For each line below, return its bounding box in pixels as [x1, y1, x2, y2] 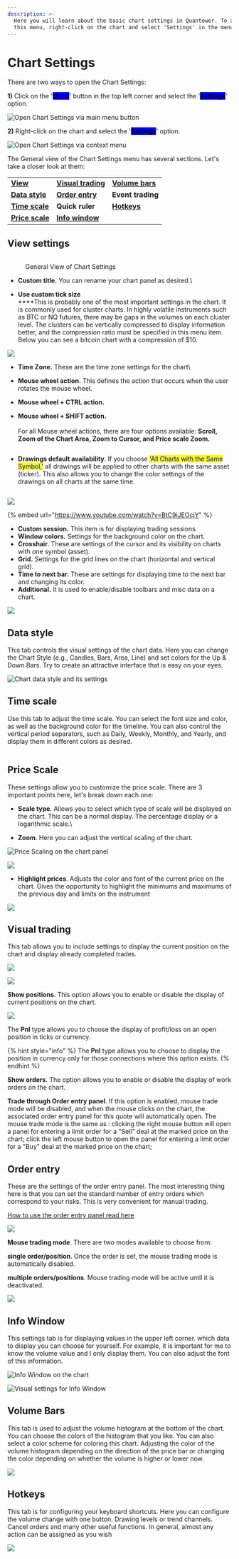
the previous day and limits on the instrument [17, 889, 151, 898]
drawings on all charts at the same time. [17, 477, 135, 486]
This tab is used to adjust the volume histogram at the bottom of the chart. [7, 1423, 225, 1432]
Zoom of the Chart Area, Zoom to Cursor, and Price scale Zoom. [17, 434, 211, 443]
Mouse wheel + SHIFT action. [17, 412, 107, 421]
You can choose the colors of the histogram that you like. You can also [7, 1431, 214, 1440]
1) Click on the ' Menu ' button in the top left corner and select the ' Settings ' [7, 92, 228, 101]
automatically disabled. [7, 1259, 75, 1268]
